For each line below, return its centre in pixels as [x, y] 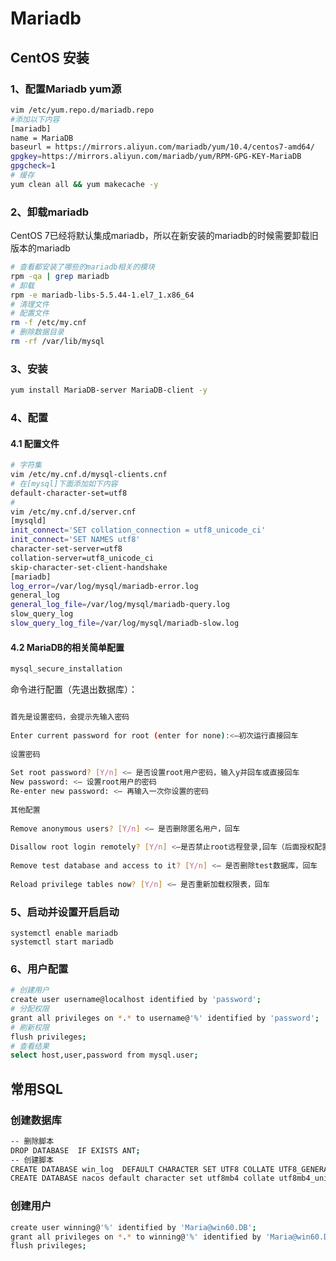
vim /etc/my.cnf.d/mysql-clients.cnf [89, 475]
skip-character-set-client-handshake [89, 567]
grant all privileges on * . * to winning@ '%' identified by [136, 1237]
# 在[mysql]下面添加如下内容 [64, 483]
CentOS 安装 [50, 57]
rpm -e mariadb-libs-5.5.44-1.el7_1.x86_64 [102, 295]
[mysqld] [28, 521]
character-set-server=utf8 [66, 549]
